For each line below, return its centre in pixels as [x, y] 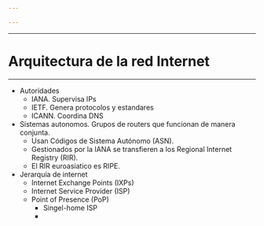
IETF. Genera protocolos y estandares [93, 107]
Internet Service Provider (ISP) [81, 191]
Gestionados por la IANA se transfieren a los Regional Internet [132, 149]
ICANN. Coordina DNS [67, 116]
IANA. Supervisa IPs [64, 98]
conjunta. [35, 132]
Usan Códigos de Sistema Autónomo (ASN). [103, 141]
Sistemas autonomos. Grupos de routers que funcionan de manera [127, 124]
